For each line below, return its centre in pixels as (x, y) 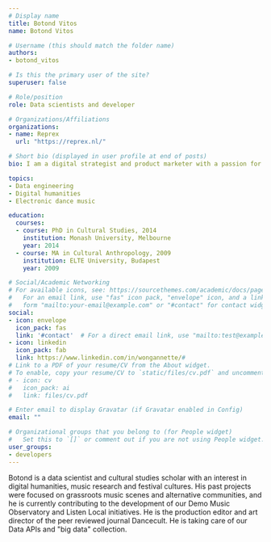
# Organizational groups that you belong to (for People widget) (120, 432)
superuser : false (38, 82)
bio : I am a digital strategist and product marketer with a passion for (135, 164)
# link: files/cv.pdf (48, 395)
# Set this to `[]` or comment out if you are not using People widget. (137, 439)
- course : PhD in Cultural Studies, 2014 (86, 231)
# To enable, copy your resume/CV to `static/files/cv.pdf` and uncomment (137, 372)
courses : (30, 223)
